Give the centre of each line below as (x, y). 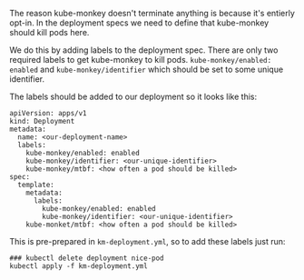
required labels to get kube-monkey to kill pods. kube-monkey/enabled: (141, 60)
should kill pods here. (49, 32)
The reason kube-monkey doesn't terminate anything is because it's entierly (152, 13)
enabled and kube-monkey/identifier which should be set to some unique (147, 69)
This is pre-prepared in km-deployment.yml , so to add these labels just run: (147, 241)
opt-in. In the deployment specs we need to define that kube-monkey (139, 23)
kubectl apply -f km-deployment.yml (78, 266)
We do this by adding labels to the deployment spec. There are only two (144, 50)
